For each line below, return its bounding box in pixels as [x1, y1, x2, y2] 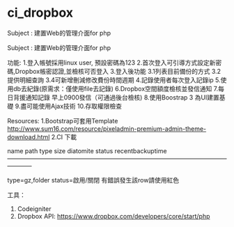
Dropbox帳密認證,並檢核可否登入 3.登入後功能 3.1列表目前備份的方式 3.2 [15, 67, 221, 75]
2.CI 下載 [51, 132, 77, 141]
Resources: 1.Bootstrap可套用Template [7, 116, 118, 125]
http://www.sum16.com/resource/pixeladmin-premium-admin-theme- [7, 124, 207, 133]
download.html [7, 132, 50, 141]
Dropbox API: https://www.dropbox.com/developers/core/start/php [17, 212, 210, 220]
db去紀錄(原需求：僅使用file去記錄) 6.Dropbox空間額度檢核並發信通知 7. [13, 84, 219, 93]
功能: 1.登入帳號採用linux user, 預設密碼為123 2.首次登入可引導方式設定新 [7, 58, 216, 67]
